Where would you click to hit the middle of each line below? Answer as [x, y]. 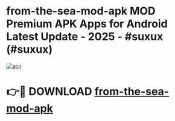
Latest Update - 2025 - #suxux [85, 37]
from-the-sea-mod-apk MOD [81, 11]
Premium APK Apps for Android [87, 24]
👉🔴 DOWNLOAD [49, 92]
